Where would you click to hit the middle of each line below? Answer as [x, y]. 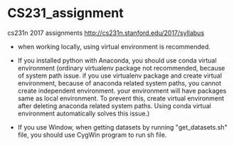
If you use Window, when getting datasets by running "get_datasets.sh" [122, 127]
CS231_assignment [65, 13]
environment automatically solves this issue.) [84, 113]
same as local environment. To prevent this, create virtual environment [121, 98]
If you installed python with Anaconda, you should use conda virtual [117, 60]
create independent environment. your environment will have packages [122, 90]
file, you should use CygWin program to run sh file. [92, 135]
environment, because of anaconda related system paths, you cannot [119, 83]
